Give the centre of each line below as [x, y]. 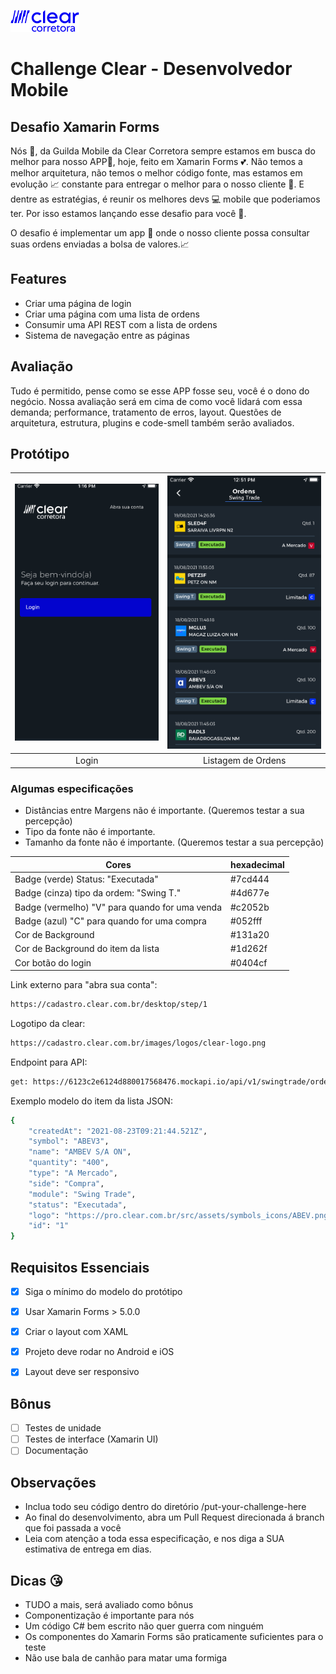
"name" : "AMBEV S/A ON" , [80, 1152]
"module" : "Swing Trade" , [82, 1194]
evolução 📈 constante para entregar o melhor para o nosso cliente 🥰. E [157, 184]
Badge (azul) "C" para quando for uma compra [110, 921]
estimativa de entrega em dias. [88, 1549]
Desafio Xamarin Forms [85, 126]
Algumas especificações [72, 788]
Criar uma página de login [78, 303]
